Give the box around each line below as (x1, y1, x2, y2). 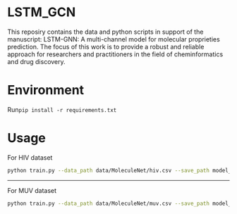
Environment (7, 82, 85, 99)
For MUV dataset (7, 186, 57, 194)
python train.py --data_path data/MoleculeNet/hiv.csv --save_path (7, 167, 210, 174)
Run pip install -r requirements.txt (7, 105, 117, 113)
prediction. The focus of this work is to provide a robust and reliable (7, 42, 205, 51)
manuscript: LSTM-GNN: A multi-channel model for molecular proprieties (7, 34, 220, 43)
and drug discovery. (7, 57, 66, 65)
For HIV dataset (7, 153, 53, 162)
